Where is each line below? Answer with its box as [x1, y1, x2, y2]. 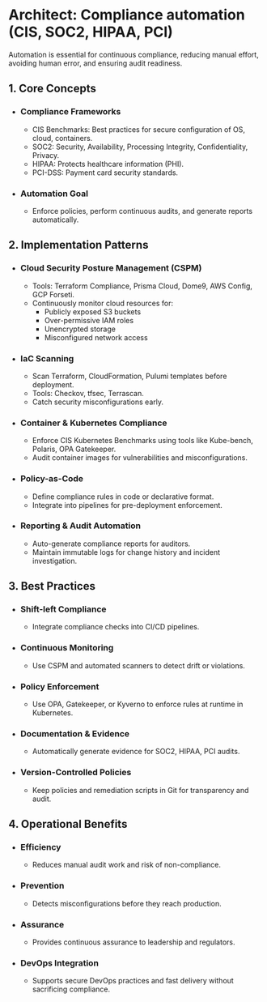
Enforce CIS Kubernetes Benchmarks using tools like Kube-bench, [32, 436, 253, 446]
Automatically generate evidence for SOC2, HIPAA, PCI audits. [32, 747, 240, 757]
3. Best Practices [8, 579, 95, 593]
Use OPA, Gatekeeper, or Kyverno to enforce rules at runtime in [32, 699, 244, 710]
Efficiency [19, 841, 61, 852]
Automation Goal [19, 188, 89, 199]
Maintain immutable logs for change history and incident [32, 547, 221, 556]
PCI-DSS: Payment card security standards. [32, 168, 179, 177]
